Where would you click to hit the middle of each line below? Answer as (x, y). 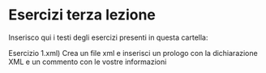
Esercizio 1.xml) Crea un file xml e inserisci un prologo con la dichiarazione (133, 53)
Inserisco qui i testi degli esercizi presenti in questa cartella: (108, 37)
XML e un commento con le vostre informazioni (88, 62)
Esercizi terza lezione (82, 15)
